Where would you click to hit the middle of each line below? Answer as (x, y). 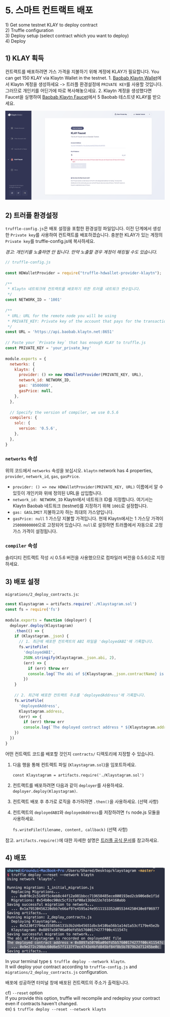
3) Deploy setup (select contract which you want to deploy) (67, 36)
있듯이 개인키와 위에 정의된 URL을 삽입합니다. (57, 493)
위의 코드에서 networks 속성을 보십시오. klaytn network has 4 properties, (79, 471)
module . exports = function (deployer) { (49, 620)
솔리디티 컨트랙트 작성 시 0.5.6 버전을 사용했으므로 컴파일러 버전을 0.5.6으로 (80, 558)
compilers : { (24, 418)
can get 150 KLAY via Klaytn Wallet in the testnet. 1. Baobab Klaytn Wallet (81, 78)
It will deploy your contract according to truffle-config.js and (71, 967)
